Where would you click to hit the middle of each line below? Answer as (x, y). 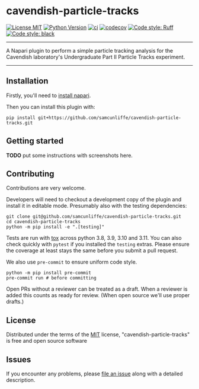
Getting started (35, 141)
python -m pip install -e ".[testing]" (55, 227)
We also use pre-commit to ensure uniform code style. (72, 262)
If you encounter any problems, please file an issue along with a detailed (94, 374)
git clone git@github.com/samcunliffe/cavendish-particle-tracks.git (94, 217)
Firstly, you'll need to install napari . (49, 95)
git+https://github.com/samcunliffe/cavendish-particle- (110, 118)
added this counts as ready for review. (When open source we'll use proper (98, 295)
